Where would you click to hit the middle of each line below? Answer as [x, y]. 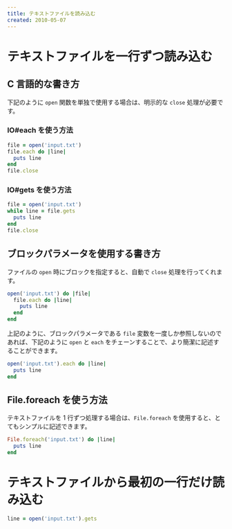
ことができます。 [37, 351]
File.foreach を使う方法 [58, 400]
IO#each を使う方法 [40, 130]
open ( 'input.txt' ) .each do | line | [57, 364]
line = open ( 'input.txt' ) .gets [52, 519]
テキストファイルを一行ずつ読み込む [110, 56]
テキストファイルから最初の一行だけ [110, 483]
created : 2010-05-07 [37, 20]
